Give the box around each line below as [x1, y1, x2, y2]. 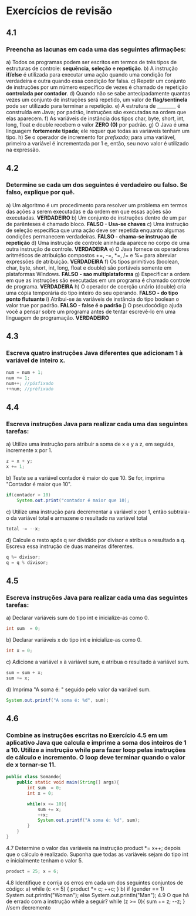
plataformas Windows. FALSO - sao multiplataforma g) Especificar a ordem [6, 270, 190, 277]
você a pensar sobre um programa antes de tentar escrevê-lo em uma [6, 308, 176, 315]
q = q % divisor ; [6, 559, 49, 566]
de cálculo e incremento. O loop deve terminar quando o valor [6, 753, 185, 761]
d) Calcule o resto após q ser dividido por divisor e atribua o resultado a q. [6, 536, 186, 543]
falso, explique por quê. [6, 188, 75, 197]
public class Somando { [6, 774, 62, 780]
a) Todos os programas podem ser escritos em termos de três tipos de [6, 58, 177, 65]
